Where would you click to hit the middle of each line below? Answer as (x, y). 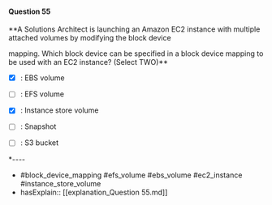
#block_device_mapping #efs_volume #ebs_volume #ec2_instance (131, 175)
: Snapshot (38, 126)
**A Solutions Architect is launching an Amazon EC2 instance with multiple (134, 29)
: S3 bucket (39, 143)
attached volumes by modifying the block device (90, 38)
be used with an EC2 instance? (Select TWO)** (88, 62)
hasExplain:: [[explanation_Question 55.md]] (94, 192)
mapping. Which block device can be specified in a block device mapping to (136, 53)
